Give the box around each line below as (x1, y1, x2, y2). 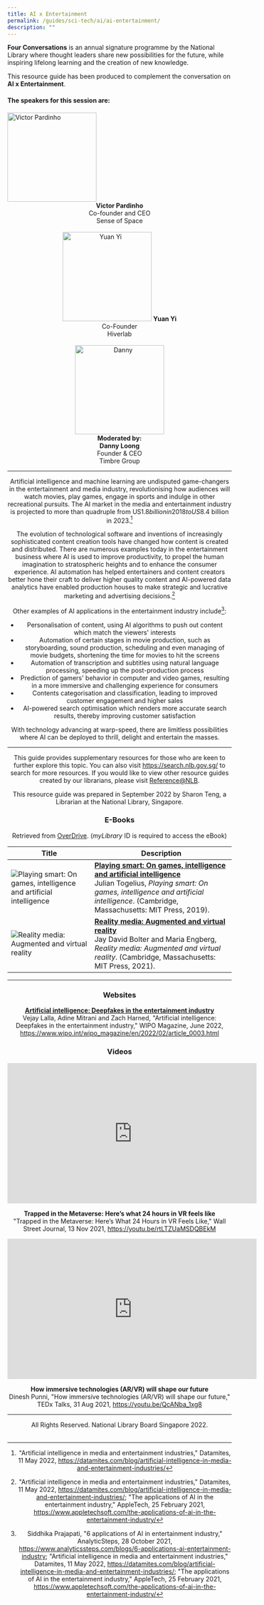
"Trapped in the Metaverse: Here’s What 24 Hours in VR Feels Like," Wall (13, 1217, 226, 1226)
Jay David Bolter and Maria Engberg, (94, 934, 217, 944)
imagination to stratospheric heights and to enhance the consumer (22, 560, 217, 569)
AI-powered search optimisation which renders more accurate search (23, 704, 227, 712)
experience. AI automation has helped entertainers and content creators (14, 568, 226, 576)
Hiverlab (107, 329, 132, 338)
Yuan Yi (152, 314, 177, 323)
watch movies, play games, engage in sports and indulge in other (23, 492, 216, 501)
